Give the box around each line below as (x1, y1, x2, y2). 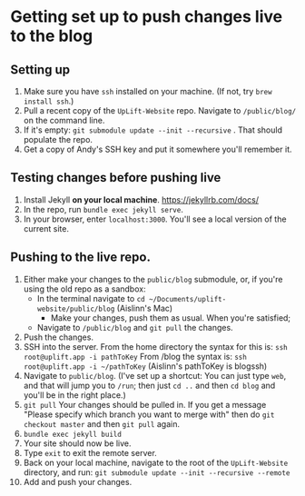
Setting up (10, 62, 71, 77)
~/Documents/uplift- (149, 294, 227, 303)
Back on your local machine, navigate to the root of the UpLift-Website (23, 457, 289, 468)
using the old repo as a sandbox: (23, 283, 146, 294)
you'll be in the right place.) (23, 389, 126, 401)
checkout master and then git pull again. (23, 418, 181, 429)
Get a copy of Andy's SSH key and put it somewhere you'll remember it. (23, 144, 292, 154)
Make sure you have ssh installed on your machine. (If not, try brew (23, 86, 272, 96)
